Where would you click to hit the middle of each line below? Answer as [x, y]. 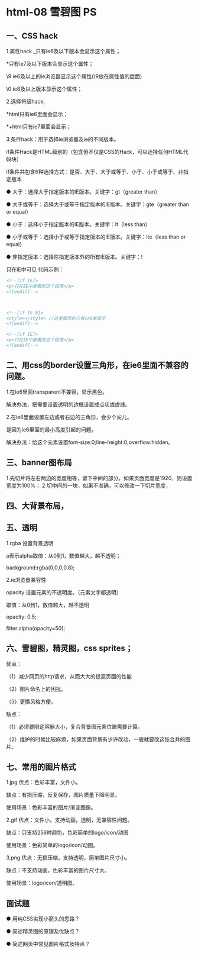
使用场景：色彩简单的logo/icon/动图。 [52, 845]
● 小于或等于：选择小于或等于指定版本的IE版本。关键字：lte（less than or [96, 237]
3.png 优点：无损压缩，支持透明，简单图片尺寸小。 [68, 858]
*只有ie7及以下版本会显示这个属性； [50, 64]
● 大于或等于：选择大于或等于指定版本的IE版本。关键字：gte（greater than [98, 204]
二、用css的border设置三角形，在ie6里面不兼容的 [98, 366]
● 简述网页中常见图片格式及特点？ [48, 944]
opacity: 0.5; [21, 617]
